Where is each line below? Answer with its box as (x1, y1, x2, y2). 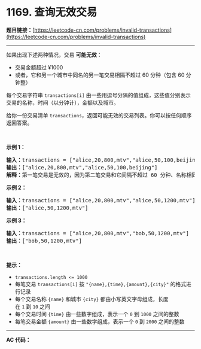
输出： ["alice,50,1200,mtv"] (6, 204, 89, 211)
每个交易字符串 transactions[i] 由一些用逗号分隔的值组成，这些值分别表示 (6, 91, 191, 99)
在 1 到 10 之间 (14, 303, 51, 310)
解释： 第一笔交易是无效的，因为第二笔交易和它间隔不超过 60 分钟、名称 (6, 171, 187, 178)
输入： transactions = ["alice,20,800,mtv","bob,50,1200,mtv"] (6, 230, 190, 236)
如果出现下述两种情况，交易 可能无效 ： (6, 51, 102, 58)
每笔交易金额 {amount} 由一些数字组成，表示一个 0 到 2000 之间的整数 (14, 318, 185, 325)
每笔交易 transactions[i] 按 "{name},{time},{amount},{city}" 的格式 (14, 280, 187, 287)
